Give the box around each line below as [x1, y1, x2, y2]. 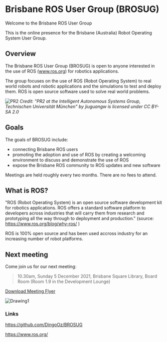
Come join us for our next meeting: [5, 263, 77, 269]
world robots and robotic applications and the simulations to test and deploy [5, 83, 162, 89]
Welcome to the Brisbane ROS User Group [5, 20, 92, 26]
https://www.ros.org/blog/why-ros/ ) [5, 221, 80, 227]
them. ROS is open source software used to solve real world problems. [5, 88, 151, 94]
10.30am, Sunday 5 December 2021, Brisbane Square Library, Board [17, 273, 158, 279]
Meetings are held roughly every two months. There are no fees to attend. [5, 171, 157, 178]
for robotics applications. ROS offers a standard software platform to [5, 205, 146, 211]
